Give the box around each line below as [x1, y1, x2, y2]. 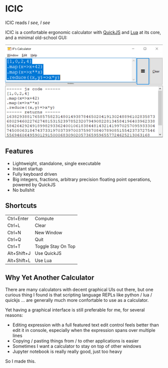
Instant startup [12, 166, 43, 172]
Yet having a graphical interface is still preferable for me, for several [5, 306, 145, 313]
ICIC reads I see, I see [5, 20, 50, 26]
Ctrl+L [7, 222, 20, 228]
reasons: [5, 312, 23, 318]
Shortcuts [5, 201, 37, 210]
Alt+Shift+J [7, 250, 31, 256]
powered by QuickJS [12, 181, 56, 188]
